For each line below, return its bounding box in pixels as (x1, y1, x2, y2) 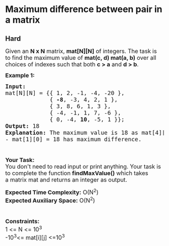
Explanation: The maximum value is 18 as (5, 129, 138, 136)
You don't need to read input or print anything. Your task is (5, 163, 161, 170)
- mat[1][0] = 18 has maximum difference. (5, 136, 142, 143)
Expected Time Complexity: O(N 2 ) (5, 187, 99, 196)
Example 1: (5, 72, 35, 79)
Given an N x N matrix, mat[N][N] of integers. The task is (5, 48, 157, 55)
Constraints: (5, 218, 40, 225)
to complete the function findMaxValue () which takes (5, 170, 148, 177)
